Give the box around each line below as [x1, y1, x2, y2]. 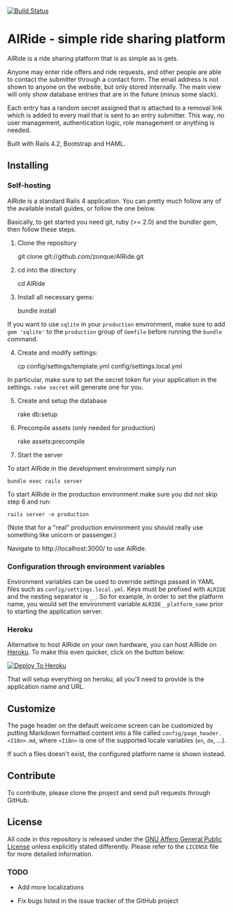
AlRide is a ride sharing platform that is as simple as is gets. [7, 54, 178, 62]
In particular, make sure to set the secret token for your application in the [7, 375, 217, 384]
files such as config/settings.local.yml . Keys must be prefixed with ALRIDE [7, 585, 226, 593]
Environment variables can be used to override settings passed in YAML [7, 577, 215, 585]
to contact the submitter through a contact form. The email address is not [7, 75, 219, 83]
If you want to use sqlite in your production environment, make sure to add [7, 320, 225, 328]
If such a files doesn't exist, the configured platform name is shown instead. [7, 750, 226, 758]
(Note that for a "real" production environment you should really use [7, 523, 204, 532]
